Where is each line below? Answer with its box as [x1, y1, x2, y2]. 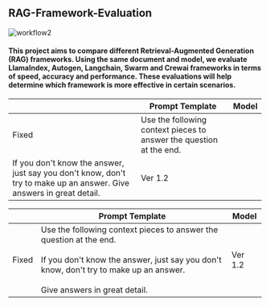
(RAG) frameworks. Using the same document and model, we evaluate [8, 55, 247, 64]
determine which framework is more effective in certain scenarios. [8, 80, 236, 90]
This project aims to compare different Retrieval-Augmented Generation [8, 46, 255, 55]
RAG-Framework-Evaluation [8, 6, 153, 20]
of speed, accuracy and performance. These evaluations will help [8, 71, 232, 81]
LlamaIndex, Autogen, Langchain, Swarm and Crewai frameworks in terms [8, 63, 262, 73]
